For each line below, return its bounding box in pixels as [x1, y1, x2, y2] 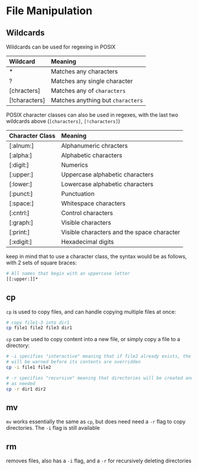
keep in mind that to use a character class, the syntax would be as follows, [6, 253, 187, 260]
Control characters [61, 209, 113, 217]
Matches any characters [51, 67, 118, 75]
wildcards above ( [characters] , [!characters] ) [6, 118, 121, 125]
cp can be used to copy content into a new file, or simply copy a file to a [6, 336, 181, 343]
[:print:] [9, 228, 30, 236]
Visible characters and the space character [61, 228, 181, 236]
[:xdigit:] [9, 238, 32, 246]
